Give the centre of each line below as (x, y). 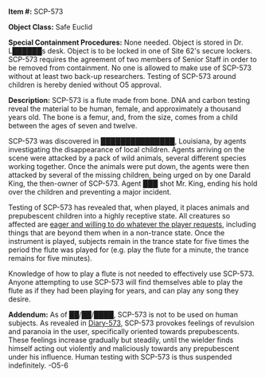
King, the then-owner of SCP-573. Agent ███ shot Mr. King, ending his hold (133, 183)
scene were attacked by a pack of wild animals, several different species (127, 158)
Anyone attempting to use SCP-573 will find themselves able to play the (126, 282)
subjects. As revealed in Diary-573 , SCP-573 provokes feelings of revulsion (131, 323)
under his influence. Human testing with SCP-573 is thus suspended (120, 357)
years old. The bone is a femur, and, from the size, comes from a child (123, 117)
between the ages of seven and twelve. (73, 126)
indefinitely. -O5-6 (39, 365)
